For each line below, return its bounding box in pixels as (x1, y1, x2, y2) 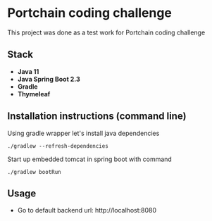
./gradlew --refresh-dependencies (7, 142, 109, 149)
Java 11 (17, 67, 39, 75)
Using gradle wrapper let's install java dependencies (7, 129, 160, 137)
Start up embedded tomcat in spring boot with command (7, 155, 173, 163)
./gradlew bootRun (7, 168, 61, 175)
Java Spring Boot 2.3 (17, 75, 81, 83)
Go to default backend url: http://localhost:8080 (17, 206, 157, 215)
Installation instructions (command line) (7, 110, 187, 122)
